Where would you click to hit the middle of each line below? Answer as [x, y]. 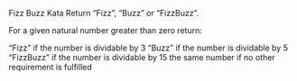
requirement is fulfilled [50, 67]
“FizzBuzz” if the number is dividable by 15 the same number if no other [142, 57]
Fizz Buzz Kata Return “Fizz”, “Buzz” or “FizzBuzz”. [104, 13]
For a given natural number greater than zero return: [105, 30]
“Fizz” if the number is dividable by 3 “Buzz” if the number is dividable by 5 [148, 48]
